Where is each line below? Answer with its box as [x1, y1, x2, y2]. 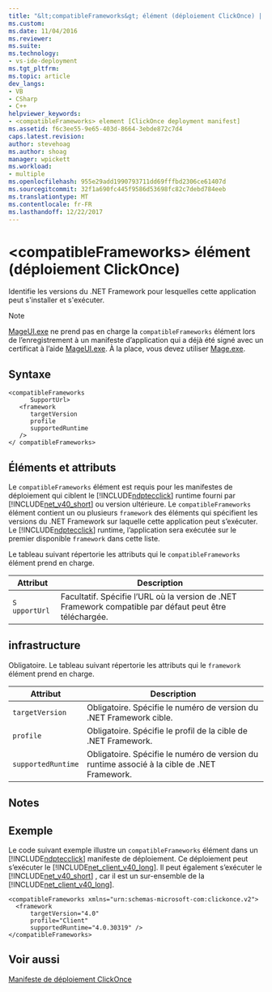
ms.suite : [8, 42, 42, 50]
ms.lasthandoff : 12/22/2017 [8, 207, 104, 216]
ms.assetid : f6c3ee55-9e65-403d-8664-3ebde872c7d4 [8, 125, 183, 133]
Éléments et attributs [8, 460, 117, 474]
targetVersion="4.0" [29, 909, 100, 917]
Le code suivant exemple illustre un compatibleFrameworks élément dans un [8, 844, 258, 855]
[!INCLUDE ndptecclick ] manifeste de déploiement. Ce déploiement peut [8, 853, 249, 863]
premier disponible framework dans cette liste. [8, 533, 160, 543]
